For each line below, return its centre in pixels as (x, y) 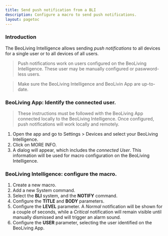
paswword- (147, 68)
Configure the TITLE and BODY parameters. (58, 201)
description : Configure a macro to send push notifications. (71, 15)
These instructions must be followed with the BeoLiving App (80, 113)
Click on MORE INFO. (35, 144)
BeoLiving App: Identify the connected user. (61, 102)
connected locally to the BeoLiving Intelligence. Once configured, (86, 119)
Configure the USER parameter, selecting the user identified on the (82, 223)
